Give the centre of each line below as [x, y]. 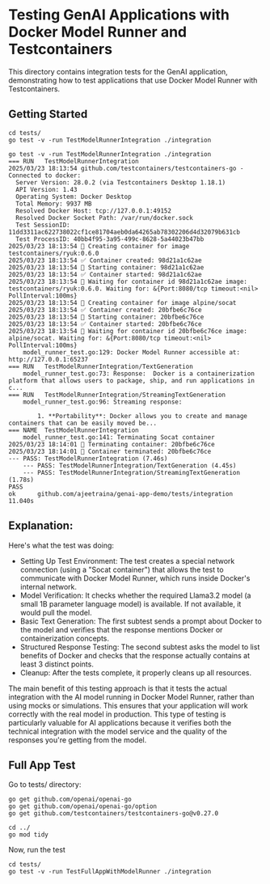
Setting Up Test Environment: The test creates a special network [127, 560]
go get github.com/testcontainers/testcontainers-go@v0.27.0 [114, 814]
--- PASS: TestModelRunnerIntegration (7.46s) [88, 459]
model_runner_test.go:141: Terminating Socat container [119, 437]
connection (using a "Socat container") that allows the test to [122, 569]
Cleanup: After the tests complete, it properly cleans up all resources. [136, 672]
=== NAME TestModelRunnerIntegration [74, 430]
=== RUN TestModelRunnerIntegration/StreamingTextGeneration [117, 395]
